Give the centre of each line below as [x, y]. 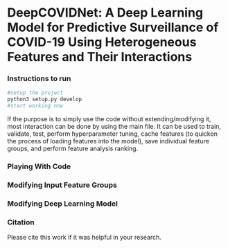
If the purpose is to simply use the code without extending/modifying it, [109, 119]
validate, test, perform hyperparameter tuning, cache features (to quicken [113, 134]
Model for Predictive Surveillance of [113, 27]
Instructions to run [39, 79]
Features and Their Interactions [100, 57]
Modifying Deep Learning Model [62, 204]
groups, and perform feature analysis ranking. [73, 149]
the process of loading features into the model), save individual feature [108, 141]
